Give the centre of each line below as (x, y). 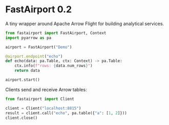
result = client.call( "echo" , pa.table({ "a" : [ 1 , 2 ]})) (66, 113)
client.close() (22, 118)
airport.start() (23, 80)
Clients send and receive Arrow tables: (46, 89)
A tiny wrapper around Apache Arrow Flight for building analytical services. (85, 24)
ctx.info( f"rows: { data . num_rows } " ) (54, 66)
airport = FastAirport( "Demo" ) (39, 47)
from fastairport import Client (40, 99)
